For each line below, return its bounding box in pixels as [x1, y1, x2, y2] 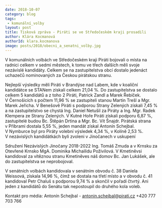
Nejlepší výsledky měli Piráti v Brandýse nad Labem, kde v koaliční [5, 81, 138, 88]
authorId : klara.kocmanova [5, 39, 60, 44]
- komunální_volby [7, 20, 45, 26]
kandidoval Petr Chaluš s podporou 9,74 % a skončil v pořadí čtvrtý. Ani [5, 178, 149, 184]
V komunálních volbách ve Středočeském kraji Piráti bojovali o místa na [5, 57, 147, 62]
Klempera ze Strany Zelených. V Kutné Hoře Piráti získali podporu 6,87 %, [5, 113, 153, 118]
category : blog [5, 12, 36, 17]
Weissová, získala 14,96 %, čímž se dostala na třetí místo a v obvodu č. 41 [5, 173, 153, 179]
